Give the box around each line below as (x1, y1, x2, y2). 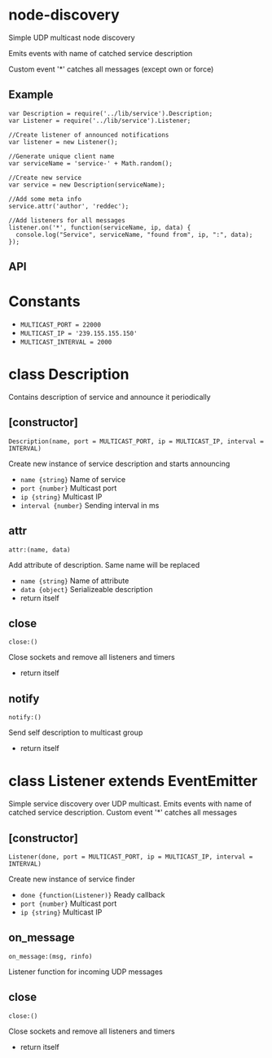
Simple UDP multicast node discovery (8, 33, 136, 42)
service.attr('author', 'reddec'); (8, 202, 129, 210)
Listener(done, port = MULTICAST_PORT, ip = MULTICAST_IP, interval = (8, 853, 253, 861)
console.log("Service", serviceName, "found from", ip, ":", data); (15, 230, 253, 239)
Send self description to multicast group (8, 727, 143, 738)
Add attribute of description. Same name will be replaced (8, 560, 200, 569)
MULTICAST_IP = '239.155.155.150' (20, 330, 138, 338)
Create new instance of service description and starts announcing (8, 459, 230, 468)
